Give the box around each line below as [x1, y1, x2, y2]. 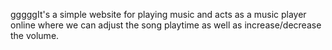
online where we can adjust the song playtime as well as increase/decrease [10, 19, 322, 31]
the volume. [10, 30, 60, 41]
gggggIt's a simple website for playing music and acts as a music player [10, 9, 307, 20]
